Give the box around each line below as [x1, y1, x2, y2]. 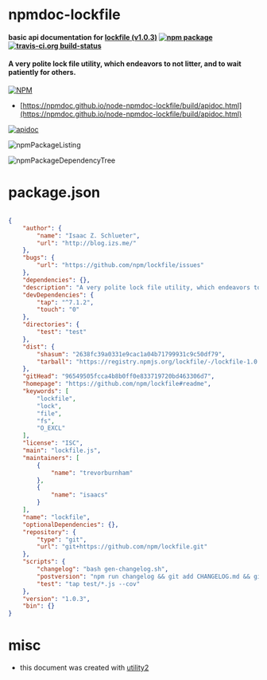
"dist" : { [22, 343, 56, 351]
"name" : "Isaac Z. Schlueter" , [37, 231, 141, 240]
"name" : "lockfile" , [22, 513, 91, 521]
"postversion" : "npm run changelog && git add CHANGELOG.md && [37, 572, 250, 580]
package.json [8, 183, 101, 202]
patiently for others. [8, 68, 76, 77]
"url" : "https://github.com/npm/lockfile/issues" [37, 261, 204, 269]
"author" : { [22, 224, 62, 232]
